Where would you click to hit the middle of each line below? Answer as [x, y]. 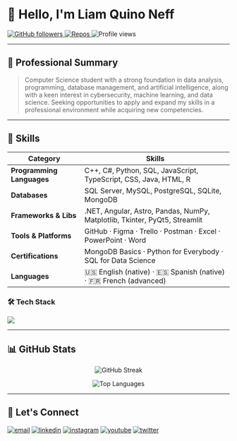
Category [44, 158]
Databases [29, 195]
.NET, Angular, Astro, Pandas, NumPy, [147, 211]
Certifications [35, 255]
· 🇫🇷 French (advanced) [125, 280]
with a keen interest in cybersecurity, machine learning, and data [119, 95]
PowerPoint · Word [115, 240]
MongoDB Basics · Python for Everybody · [154, 251]
